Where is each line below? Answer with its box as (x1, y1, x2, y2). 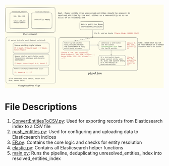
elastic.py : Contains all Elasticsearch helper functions (12, 145, 124, 151)
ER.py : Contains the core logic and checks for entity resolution (12, 139, 142, 145)
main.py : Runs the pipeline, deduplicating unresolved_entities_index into (12, 150, 162, 156)
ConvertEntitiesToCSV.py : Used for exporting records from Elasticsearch (12, 118, 163, 124)
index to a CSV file (12, 123, 51, 130)
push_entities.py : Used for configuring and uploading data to (12, 129, 139, 135)
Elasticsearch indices (12, 134, 57, 140)
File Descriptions (5, 101, 77, 113)
